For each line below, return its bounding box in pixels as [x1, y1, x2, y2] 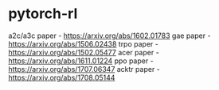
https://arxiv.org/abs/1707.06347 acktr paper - [8, 64, 161, 73]
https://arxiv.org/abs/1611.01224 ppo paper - [8, 56, 154, 66]
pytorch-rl [8, 5, 78, 23]
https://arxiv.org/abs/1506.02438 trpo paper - [8, 39, 159, 48]
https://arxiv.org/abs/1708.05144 [8, 73, 115, 82]
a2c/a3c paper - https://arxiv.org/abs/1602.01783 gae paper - [8, 31, 211, 40]
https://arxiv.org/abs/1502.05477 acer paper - [8, 47, 159, 57]
